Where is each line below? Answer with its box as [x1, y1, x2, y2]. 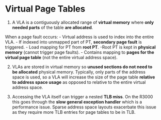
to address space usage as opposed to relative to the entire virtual [12, 79, 146, 85]
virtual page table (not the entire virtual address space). [5, 54, 118, 60]
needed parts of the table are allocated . [12, 24, 93, 30]
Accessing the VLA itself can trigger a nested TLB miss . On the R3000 [12, 93, 153, 100]
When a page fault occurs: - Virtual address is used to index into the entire [5, 34, 154, 40]
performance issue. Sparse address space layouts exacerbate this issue [12, 104, 157, 110]
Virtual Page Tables [5, 3, 86, 15]
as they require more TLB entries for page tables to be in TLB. [12, 109, 136, 115]
